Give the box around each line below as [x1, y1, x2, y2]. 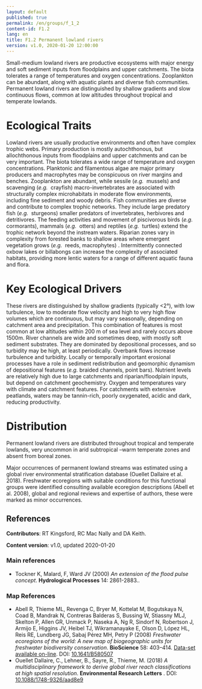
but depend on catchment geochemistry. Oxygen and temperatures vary [6, 379, 186, 386]
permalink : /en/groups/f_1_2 [6, 20, 80, 26]
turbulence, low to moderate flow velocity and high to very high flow [6, 308, 176, 315]
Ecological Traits [6, 119, 92, 133]
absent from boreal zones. [6, 452, 72, 459]
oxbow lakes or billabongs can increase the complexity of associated [6, 248, 178, 255]
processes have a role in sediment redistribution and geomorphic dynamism [6, 360, 195, 367]
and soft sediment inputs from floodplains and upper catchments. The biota [6, 65, 194, 73]
